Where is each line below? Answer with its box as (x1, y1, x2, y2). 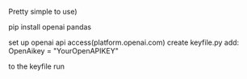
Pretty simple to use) (8, 7, 78, 16)
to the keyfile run (8, 61, 65, 71)
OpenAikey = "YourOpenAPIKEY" (8, 46, 119, 55)
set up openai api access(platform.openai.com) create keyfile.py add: (8, 38, 240, 47)
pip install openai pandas (8, 22, 92, 31)
